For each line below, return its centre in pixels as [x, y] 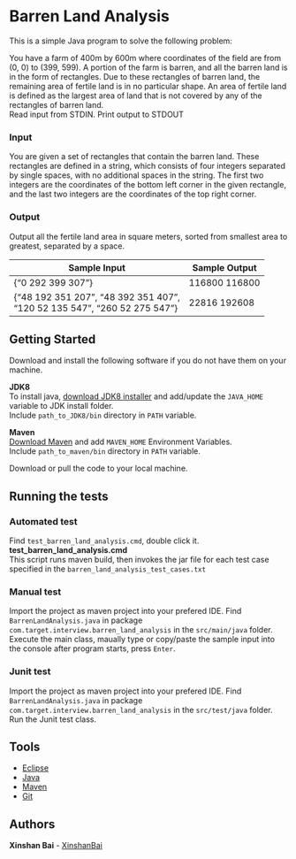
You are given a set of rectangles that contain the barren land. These [134, 157]
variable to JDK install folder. [61, 406]
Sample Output [225, 267]
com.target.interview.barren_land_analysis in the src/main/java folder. [141, 630]
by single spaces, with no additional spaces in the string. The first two [137, 175]
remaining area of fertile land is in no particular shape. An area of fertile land [148, 86]
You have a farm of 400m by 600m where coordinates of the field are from [145, 58]
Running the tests [59, 496]
